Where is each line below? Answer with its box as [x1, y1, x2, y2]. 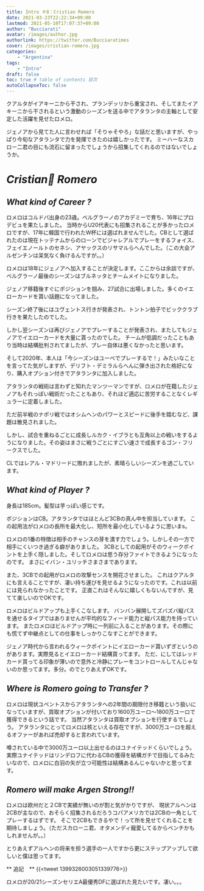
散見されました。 [16, 418, 60, 425]
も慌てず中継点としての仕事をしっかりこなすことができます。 [6, 629, 161, 637]
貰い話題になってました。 [38, 293, 102, 300]
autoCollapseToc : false [6, 83, 67, 89]
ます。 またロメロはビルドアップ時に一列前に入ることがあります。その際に [6, 622, 194, 629]
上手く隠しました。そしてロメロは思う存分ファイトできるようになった [22, 550, 199, 557]
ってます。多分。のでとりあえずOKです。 [27, 665, 130, 673]
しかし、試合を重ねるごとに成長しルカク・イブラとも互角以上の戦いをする [6, 432, 193, 438]
